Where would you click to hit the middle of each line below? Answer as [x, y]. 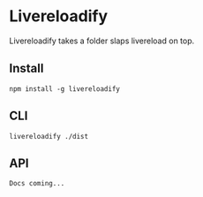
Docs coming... [37, 184]
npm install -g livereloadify [65, 89]
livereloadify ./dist [49, 136]
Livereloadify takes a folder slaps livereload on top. [102, 41]
